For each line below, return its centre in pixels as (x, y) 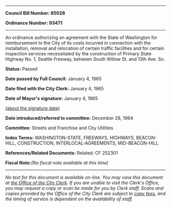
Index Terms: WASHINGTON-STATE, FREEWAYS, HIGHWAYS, (70, 138)
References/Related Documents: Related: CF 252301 (62, 153)
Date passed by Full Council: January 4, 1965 (53, 79)
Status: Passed (22, 69)
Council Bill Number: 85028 (35, 13)
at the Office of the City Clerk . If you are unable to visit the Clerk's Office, (82, 183)
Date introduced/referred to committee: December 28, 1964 (69, 118)
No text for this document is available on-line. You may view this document (84, 177)
